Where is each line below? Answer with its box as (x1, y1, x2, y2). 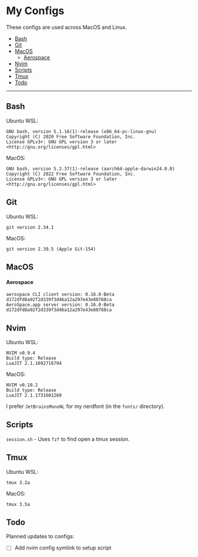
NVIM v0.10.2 (6, 382, 38, 388)
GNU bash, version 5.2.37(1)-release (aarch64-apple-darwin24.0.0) (6, 166, 176, 172)
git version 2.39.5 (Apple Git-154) (6, 246, 96, 252)
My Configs (6, 4, 65, 18)
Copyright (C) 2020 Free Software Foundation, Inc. (6, 134, 136, 140)
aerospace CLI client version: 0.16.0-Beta (6, 292, 115, 298)
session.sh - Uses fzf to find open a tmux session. (6, 435, 130, 443)
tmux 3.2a (6, 479, 31, 486)
